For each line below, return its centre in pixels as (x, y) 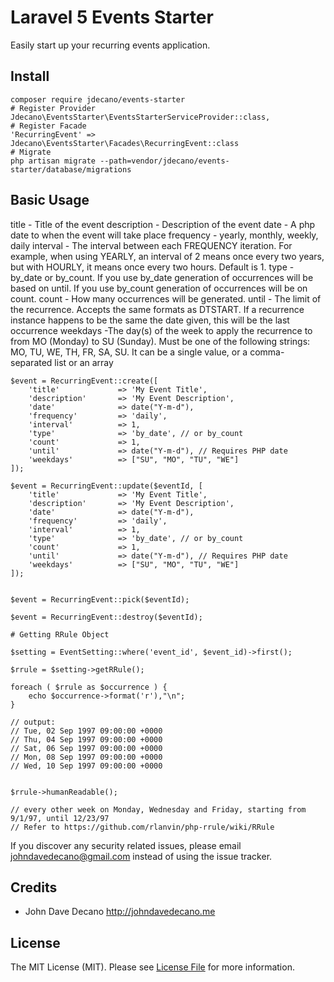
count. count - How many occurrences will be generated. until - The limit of (166, 298)
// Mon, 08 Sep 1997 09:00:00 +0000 (86, 757)
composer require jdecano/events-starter (98, 99)
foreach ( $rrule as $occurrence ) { (89, 687)
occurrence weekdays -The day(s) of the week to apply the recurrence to (161, 330)
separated (31, 362)
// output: (33, 722)
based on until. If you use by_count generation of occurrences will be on (159, 288)
